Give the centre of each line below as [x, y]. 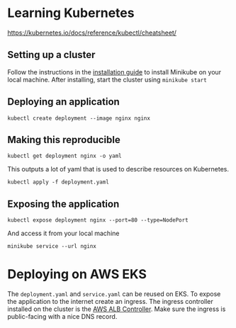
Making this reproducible [64, 140]
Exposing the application [63, 204]
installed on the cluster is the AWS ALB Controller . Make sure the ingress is [117, 309]
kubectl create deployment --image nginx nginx [79, 118]
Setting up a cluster [51, 55]
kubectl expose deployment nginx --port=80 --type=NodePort [98, 220]
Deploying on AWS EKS [77, 275]
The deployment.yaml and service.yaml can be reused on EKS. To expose [114, 294]
